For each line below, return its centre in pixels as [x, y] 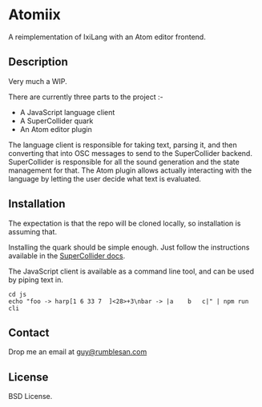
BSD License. [30, 397]
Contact [29, 332]
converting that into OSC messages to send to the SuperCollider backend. [130, 153]
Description [38, 62]
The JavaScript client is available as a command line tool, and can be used [131, 271]
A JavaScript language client [67, 112]
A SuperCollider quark [56, 121]
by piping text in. [36, 279]
